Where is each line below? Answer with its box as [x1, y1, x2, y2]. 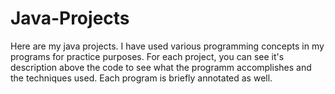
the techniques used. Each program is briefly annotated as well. [10, 72, 273, 84]
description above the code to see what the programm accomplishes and [10, 61, 312, 73]
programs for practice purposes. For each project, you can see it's [10, 50, 285, 62]
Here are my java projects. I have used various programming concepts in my [10, 40, 325, 52]
